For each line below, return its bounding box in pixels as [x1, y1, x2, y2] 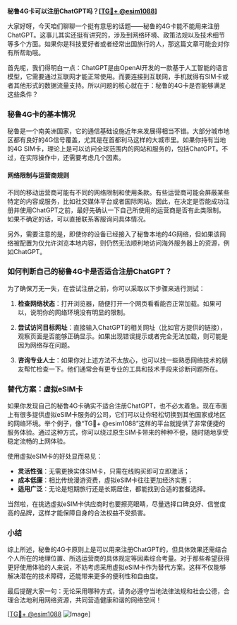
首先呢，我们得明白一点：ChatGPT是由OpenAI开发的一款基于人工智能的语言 [7, 64, 229, 71]
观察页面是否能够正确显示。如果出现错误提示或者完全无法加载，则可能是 [17, 332, 228, 340]
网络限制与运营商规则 [7, 171, 69, 179]
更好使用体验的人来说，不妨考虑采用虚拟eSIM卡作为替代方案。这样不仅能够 [7, 563, 226, 572]
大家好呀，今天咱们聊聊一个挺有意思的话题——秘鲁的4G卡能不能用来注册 [7, 22, 220, 30]
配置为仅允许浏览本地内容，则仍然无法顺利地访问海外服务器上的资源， [19, 239, 224, 247]
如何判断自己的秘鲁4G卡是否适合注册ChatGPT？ [7, 267, 173, 277]
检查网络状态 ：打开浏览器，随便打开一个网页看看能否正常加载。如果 [17, 299, 216, 307]
